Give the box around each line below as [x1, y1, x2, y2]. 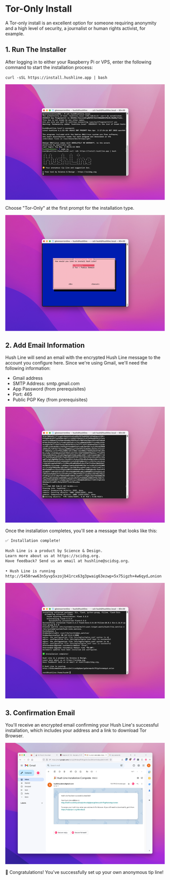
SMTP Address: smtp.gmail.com [12, 380, 80, 386]
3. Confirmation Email [5, 708, 75, 717]
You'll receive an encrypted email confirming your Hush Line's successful [5, 722, 159, 728]
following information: [5, 365, 51, 371]
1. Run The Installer [5, 45, 67, 54]
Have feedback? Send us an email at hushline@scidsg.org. [5, 558, 130, 564]
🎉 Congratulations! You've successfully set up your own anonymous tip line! [5, 869, 164, 875]
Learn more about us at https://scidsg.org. [5, 553, 101, 559]
